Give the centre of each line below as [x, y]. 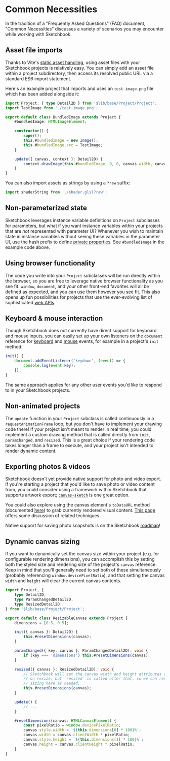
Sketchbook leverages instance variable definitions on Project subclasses [83, 220]
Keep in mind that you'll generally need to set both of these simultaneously [83, 570]
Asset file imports [34, 50]
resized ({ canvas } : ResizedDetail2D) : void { [64, 669]
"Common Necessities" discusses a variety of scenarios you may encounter [85, 28]
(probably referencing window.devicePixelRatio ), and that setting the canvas [85, 576]
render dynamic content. [31, 451]
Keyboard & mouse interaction [54, 319]
